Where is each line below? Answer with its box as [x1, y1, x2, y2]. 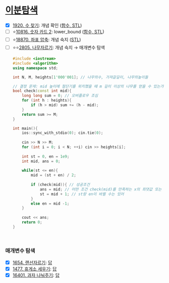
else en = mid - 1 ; [31, 201, 70, 206]
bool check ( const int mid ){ [12, 88, 72, 93]
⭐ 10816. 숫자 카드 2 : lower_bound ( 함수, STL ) [12, 29, 104, 34]
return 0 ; [22, 220, 42, 225]
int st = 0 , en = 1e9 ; [22, 154, 70, 159]
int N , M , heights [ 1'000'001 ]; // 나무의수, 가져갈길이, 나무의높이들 [12, 74, 148, 80]
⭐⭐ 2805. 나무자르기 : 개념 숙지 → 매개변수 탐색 [12, 44, 105, 51]
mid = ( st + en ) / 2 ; [31, 173, 77, 178]
